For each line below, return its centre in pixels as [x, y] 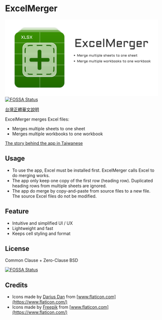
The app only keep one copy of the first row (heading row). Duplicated [82, 180]
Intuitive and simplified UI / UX [42, 223]
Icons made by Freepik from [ [41, 307]
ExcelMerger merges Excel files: [37, 119]
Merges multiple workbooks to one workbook [57, 134]
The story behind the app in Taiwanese [44, 143]
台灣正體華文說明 [22, 109]
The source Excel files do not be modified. [54, 196]
